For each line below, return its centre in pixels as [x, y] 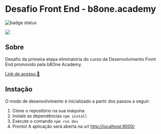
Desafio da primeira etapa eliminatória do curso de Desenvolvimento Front [80, 59]
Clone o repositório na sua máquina [48, 110]
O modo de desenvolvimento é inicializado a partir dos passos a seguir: [78, 101]
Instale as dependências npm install [50, 116]
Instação [19, 89]
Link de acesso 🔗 [23, 74]
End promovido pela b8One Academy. [44, 64]
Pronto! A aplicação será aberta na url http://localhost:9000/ [73, 126]
